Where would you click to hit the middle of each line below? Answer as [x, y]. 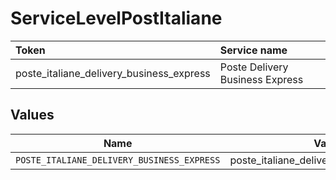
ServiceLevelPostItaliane [116, 18]
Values [32, 115]
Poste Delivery [254, 67]
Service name [253, 50]
